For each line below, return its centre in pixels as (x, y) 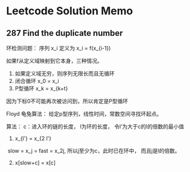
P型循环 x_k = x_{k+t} (41, 88)
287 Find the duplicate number (65, 33)
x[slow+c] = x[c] (35, 163)
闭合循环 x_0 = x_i (37, 81)
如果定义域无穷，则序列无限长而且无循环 (65, 73)
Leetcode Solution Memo (70, 11)
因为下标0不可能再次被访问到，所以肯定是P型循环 (67, 101)
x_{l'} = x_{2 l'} (33, 138)
